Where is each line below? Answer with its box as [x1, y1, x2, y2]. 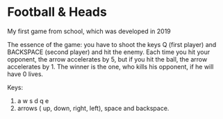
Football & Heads [7, 4, 108, 20]
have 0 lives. [7, 70, 44, 78]
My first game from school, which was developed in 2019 [7, 27, 172, 35]
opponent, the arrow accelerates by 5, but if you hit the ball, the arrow [7, 55, 208, 63]
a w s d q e [17, 96, 49, 104]
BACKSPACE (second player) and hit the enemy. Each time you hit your [7, 48, 210, 56]
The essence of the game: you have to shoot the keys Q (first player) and [7, 40, 217, 48]
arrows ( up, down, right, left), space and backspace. [17, 104, 170, 112]
